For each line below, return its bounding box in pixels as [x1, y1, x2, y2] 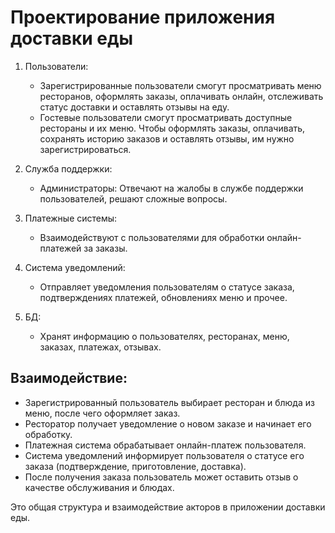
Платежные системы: [24, 212, 118, 224]
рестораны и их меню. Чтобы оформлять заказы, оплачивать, [39, 122, 306, 134]
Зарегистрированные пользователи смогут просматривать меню [39, 79, 322, 91]
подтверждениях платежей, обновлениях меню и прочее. [39, 291, 288, 303]
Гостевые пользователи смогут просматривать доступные [39, 111, 293, 123]
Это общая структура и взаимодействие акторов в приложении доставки [10, 501, 326, 513]
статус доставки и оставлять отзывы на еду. [39, 101, 230, 113]
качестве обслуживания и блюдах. [24, 481, 175, 493]
